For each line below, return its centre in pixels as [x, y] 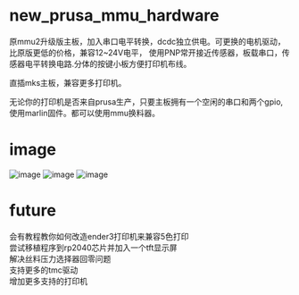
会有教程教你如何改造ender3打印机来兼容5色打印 [99, 236]
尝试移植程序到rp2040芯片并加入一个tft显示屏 [93, 248]
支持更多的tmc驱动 [44, 270]
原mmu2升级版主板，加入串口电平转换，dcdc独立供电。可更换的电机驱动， [147, 41]
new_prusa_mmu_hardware [114, 16]
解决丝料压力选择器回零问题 [60, 258]
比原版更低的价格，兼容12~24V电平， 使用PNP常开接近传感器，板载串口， [146, 52]
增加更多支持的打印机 [48, 281]
